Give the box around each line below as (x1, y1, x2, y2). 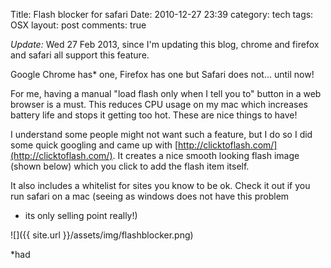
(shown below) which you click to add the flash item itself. (10, 160, 250, 172)
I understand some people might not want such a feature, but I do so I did (10, 129, 313, 140)
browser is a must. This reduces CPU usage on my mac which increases (10, 99, 308, 110)
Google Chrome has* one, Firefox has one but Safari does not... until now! (10, 69, 315, 80)
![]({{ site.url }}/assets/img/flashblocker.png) (10, 229, 194, 241)
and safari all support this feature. (10, 49, 150, 61)
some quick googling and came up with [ (10, 139, 179, 151)
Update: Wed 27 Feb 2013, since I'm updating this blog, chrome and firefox (10, 39, 320, 50)
